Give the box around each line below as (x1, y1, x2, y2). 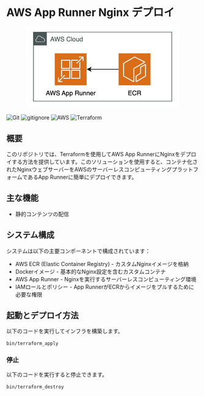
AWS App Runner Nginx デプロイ (6, 5, 175, 20)
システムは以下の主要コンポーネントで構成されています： (6, 247, 151, 254)
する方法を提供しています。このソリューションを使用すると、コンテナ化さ (11, 158, 199, 165)
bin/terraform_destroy (6, 384, 64, 390)
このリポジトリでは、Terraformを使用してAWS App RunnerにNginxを (6, 150, 181, 157)
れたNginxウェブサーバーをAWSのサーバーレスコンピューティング (6, 165, 172, 173)
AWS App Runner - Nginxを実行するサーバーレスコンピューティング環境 (15, 275, 197, 283)
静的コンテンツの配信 (15, 210, 69, 217)
